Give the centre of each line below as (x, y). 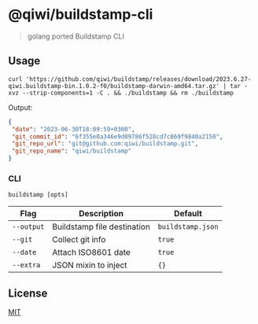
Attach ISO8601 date (92, 252)
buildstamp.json (188, 227)
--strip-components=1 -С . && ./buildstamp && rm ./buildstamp (128, 93)
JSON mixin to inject (90, 265)
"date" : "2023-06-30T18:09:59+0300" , (73, 129)
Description (101, 214)
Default (188, 214)
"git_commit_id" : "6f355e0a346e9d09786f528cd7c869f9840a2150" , (117, 136)
